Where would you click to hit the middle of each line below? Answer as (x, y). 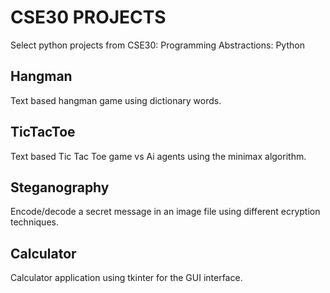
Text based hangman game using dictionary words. (116, 100)
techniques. (34, 222)
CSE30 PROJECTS (88, 17)
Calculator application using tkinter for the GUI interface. (126, 278)
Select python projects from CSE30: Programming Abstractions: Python (157, 45)
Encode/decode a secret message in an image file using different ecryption (165, 212)
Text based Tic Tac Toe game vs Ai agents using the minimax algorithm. (158, 156)
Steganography (60, 187)
